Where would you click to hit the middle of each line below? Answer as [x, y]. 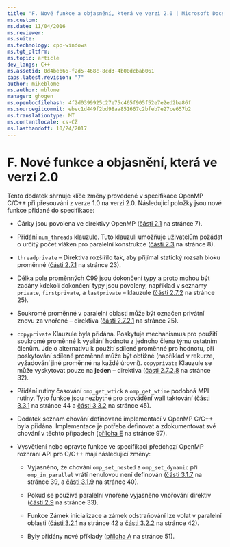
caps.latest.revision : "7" [46, 77]
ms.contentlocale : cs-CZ [42, 122]
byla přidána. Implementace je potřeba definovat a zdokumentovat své [117, 426]
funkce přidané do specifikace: [51, 211]
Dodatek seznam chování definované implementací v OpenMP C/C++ [115, 419]
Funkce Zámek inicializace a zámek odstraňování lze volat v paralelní [124, 516]
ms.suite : [21, 39]
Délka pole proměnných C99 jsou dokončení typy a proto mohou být [113, 278]
